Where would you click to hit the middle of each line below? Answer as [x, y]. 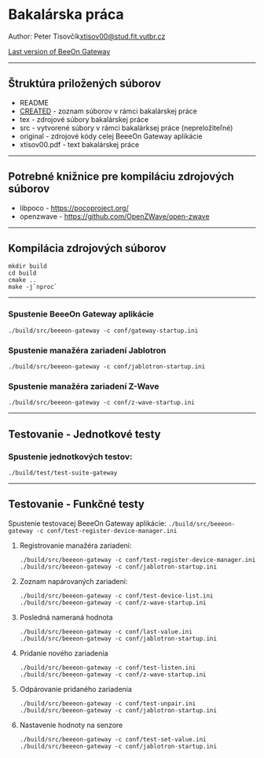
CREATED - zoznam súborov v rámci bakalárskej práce [108, 111]
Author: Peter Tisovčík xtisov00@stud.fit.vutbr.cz [87, 36]
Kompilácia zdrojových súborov [87, 248]
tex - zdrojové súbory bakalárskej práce [84, 119]
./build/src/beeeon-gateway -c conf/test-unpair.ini [108, 703]
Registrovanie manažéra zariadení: [75, 545]
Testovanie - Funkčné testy [77, 504]
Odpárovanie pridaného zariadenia [75, 689]
